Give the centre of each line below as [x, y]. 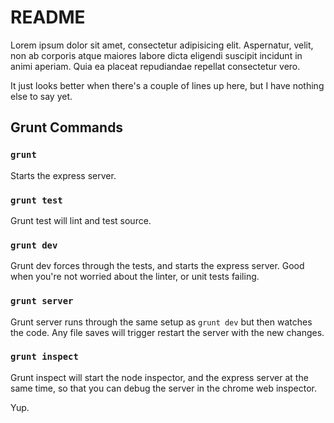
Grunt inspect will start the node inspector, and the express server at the [159, 377]
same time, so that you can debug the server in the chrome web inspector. [163, 388]
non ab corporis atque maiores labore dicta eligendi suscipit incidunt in [156, 55]
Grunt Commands [67, 127]
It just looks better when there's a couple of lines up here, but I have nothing [167, 85]
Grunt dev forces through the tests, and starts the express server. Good [157, 266]
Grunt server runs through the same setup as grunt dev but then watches [161, 322]
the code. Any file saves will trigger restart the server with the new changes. [167, 332]
